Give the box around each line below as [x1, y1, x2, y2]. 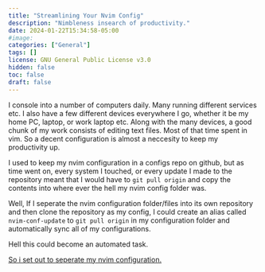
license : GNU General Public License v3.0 [8, 56, 151, 64]
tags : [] [8, 49, 37, 56]
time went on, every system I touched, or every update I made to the [8, 166, 232, 176]
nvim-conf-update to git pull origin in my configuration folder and [8, 216, 231, 225]
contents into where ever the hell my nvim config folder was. [8, 183, 207, 192]
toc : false [8, 71, 45, 79]
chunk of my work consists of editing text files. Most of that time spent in [8, 125, 248, 135]
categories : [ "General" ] [8, 41, 91, 49]
